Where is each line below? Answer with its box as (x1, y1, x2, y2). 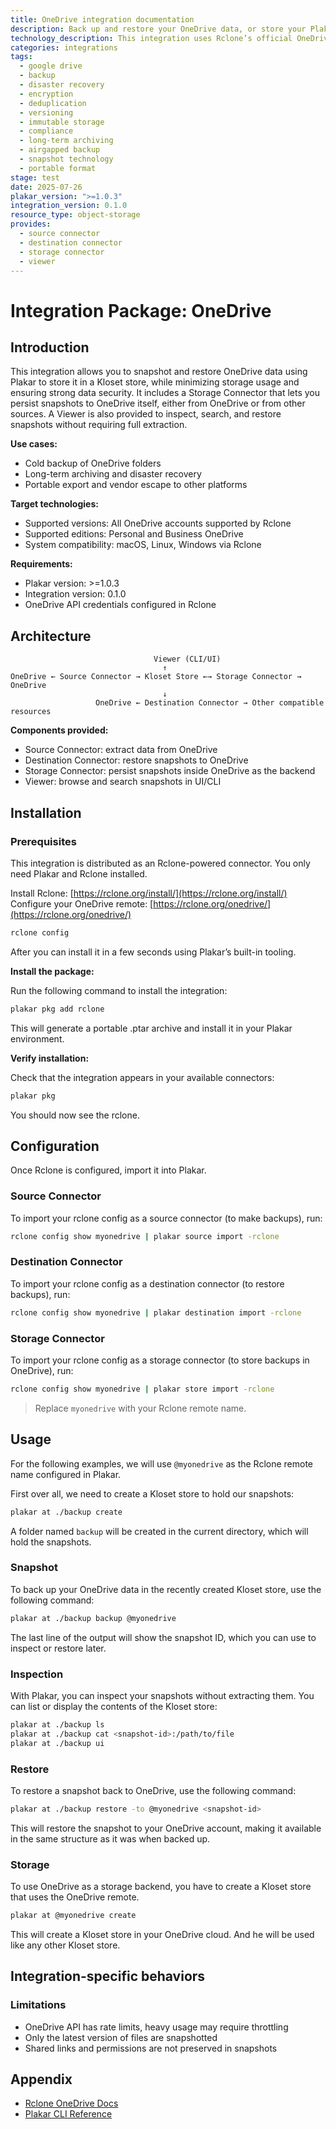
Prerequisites (10, 834, 77, 848)
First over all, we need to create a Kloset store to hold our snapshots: (10, 1487, 295, 1500)
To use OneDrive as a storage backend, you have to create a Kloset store (10, 1881, 312, 1893)
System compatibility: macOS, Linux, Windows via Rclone (24, 539, 262, 551)
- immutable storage (19, 117, 105, 127)
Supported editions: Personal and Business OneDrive (24, 528, 244, 540)
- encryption (19, 89, 74, 99)
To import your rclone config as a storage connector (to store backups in (10, 1354, 310, 1366)
